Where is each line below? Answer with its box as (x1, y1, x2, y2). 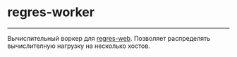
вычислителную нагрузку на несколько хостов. (7, 42, 150, 50)
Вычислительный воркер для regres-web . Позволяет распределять (7, 34, 211, 42)
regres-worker (7, 4, 95, 20)
